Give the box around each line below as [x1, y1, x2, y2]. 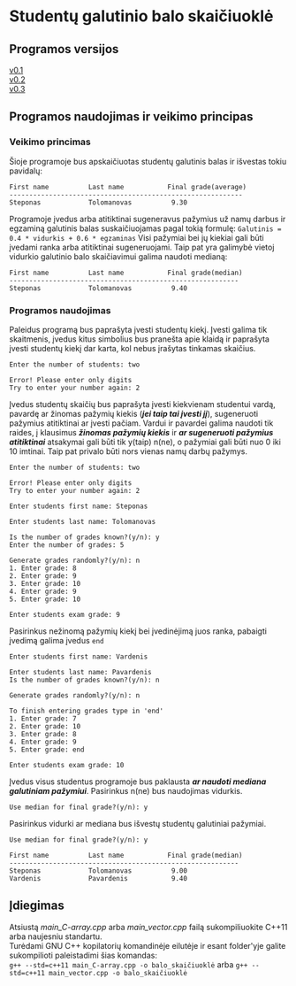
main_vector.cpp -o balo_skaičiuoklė [48, 968, 188, 977]
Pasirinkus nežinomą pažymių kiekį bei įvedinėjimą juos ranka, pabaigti [9, 626, 268, 636]
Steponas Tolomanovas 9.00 [9, 866, 188, 875]
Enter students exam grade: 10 [9, 760, 125, 769]
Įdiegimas [9, 898, 65, 913]
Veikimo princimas [9, 135, 91, 148]
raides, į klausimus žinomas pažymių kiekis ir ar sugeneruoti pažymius [9, 427, 274, 437]
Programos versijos [9, 42, 119, 57]
